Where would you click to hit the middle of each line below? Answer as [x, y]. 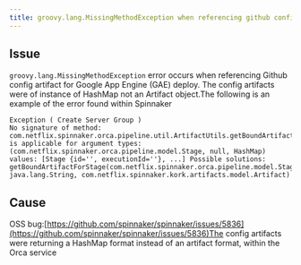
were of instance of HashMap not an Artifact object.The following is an [140, 94]
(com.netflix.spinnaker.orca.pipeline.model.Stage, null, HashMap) [138, 152]
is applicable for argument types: [76, 144]
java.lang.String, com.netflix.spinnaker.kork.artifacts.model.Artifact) [150, 175]
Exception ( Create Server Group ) [76, 120]
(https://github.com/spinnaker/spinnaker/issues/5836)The [116, 234]
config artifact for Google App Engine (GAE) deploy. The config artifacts [142, 85]
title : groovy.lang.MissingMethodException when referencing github [140, 17]
